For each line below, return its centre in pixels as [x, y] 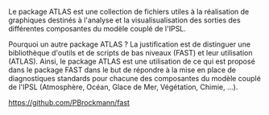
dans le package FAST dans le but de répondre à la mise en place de [122, 70]
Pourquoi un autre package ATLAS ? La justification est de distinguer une [130, 44]
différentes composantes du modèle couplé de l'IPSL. [97, 29]
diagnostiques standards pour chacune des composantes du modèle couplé [135, 78]
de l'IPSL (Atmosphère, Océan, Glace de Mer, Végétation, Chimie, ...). [123, 87]
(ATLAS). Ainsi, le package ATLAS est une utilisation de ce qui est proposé [132, 61]
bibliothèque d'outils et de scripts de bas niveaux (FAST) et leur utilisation [130, 53]
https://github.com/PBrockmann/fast [69, 103]
